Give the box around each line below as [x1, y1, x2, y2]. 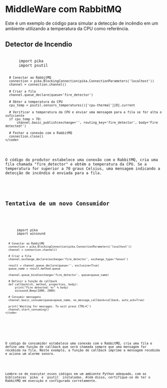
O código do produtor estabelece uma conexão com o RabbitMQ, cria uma [5, 158, 158, 163]
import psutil [18, 63, 49, 68]
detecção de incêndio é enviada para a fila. [5, 171, 102, 176]
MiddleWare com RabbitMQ [5, 4, 122, 15]
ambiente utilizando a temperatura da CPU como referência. [5, 25, 129, 31]
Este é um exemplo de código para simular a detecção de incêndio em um [5, 20, 158, 26]
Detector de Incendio [5, 40, 73, 49]
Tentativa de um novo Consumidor [5, 200, 110, 207]
